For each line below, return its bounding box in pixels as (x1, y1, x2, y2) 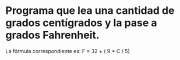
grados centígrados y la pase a (5, 16, 158, 29)
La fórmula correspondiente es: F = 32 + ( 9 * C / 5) (5, 47, 130, 54)
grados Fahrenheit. (5, 29, 100, 42)
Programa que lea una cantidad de (5, 4, 175, 17)
